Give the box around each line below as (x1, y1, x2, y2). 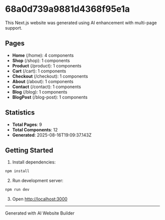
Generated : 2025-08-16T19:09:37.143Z (12, 132, 92, 138)
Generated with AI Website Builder (5, 210, 75, 216)
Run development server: (12, 178, 64, 184)
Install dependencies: (12, 159, 56, 165)
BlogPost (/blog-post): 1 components (12, 94, 88, 100)
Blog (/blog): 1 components (12, 89, 68, 94)
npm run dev (5, 187, 29, 192)
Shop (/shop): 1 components (12, 58, 70, 63)
